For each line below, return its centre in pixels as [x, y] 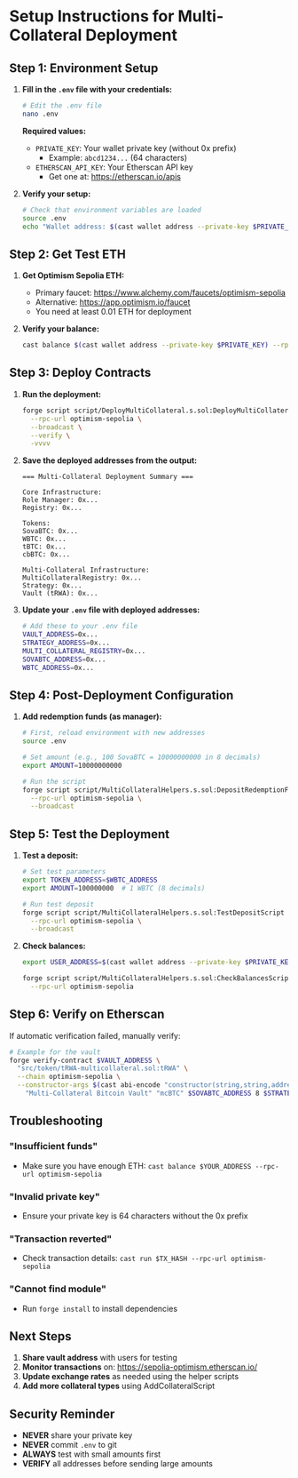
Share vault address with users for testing [99, 1358]
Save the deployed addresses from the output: [110, 460]
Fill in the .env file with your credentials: [97, 89]
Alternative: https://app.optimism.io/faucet [113, 302]
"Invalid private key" [55, 1196]
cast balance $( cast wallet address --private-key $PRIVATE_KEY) [145, 345]
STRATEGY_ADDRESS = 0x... [66, 643]
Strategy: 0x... [52, 586]
